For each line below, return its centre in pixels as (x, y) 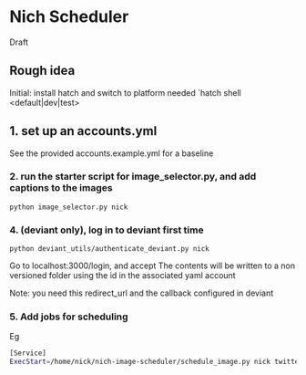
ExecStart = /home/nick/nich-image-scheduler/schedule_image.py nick (140, 362)
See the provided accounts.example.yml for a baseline (112, 153)
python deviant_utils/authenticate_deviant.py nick (109, 249)
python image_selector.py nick (69, 207)
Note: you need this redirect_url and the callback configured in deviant (142, 293)
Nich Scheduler (69, 17)
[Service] (28, 353)
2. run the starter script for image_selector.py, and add (133, 177)
